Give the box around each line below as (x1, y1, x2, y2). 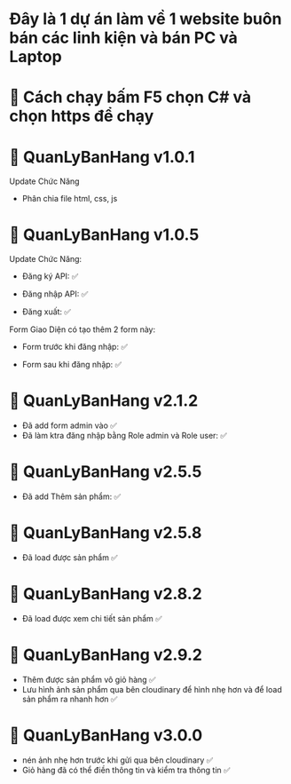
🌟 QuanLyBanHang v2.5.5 (9, 462, 202, 482)
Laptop (9, 47, 62, 67)
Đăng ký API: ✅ (21, 271, 79, 281)
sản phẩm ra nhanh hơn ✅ (21, 693, 118, 704)
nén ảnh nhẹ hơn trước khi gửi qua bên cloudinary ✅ (21, 755, 214, 765)
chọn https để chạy (9, 107, 154, 126)
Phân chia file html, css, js (21, 194, 118, 204)
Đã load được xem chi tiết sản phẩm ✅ (21, 614, 162, 623)
